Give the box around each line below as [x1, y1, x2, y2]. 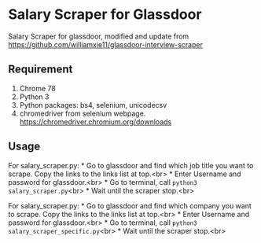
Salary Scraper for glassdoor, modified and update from [8, 31, 189, 41]
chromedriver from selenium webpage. [19, 109, 146, 118]
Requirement [8, 63, 73, 76]
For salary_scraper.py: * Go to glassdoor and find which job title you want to [8, 160, 254, 170]
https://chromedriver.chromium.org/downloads [19, 116, 172, 127]
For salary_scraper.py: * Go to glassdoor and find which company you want [8, 201, 252, 210]
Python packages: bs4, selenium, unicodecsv [19, 100, 167, 109]
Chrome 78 [19, 83, 57, 93]
